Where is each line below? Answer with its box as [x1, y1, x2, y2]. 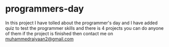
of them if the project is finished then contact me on [5, 30, 114, 36]
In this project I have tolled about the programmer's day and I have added [5, 20, 158, 26]
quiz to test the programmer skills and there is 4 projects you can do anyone [5, 25, 164, 31]
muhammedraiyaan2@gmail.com [5, 36, 74, 42]
